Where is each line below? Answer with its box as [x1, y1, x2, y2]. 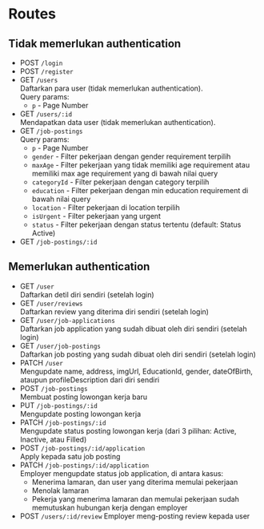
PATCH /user [19, 357, 64, 367]
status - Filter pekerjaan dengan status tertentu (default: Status [31, 220, 242, 229]
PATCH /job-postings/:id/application [19, 460, 150, 470]
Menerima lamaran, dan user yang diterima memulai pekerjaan [31, 477, 238, 487]
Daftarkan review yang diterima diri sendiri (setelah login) [19, 306, 210, 317]
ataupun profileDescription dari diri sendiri [19, 374, 160, 385]
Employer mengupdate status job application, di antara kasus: [19, 468, 224, 478]
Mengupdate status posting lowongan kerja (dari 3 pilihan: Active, [19, 426, 238, 435]
